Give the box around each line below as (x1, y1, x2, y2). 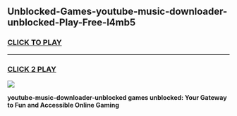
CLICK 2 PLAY (7, 64, 56, 74)
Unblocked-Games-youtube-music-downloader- (7, 6, 228, 18)
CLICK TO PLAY (7, 38, 62, 48)
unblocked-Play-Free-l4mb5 (7, 17, 136, 29)
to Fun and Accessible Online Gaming (7, 101, 120, 109)
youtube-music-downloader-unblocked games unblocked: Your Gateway (7, 93, 227, 101)
